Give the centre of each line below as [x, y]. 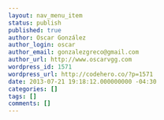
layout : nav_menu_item [45, 15]
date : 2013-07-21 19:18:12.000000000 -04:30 [82, 81]
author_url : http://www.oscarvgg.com [70, 60]
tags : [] [22, 96]
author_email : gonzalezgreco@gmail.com [74, 52]
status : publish [35, 23]
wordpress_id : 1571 [40, 67]
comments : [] [30, 103]
